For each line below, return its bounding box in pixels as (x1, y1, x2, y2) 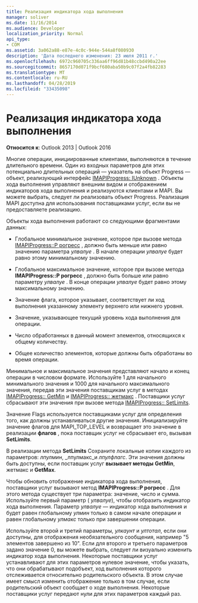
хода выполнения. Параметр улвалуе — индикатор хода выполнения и (6, 503, 187, 510)
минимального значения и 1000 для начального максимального (6, 380, 170, 387)
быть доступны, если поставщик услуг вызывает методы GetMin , (6, 460, 175, 467)
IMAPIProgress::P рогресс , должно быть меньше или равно (14, 241, 168, 248)
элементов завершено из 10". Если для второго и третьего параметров (6, 539, 188, 547)
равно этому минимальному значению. (14, 254, 116, 261)
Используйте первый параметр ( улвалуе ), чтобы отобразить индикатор (6, 497, 191, 504)
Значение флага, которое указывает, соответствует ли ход (14, 296, 165, 303)
